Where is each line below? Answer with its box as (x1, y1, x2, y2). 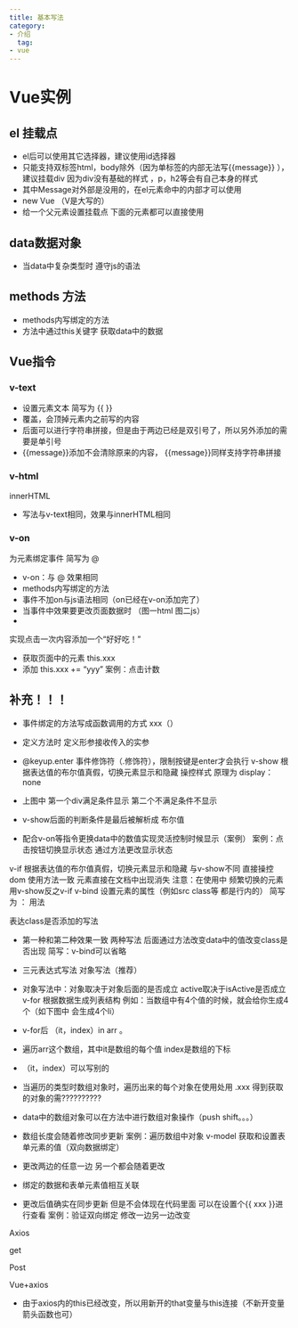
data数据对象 (9, 235, 82, 250)
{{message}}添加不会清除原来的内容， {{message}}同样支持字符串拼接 (21, 447, 282, 458)
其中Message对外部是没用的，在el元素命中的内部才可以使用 (21, 184, 242, 195)
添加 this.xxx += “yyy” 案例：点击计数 (21, 664, 160, 675)
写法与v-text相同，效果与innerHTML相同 (21, 509, 171, 520)
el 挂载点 (9, 126, 58, 141)
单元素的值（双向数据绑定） (21, 1142, 125, 1152)
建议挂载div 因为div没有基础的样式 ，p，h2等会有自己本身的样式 (21, 173, 258, 184)
